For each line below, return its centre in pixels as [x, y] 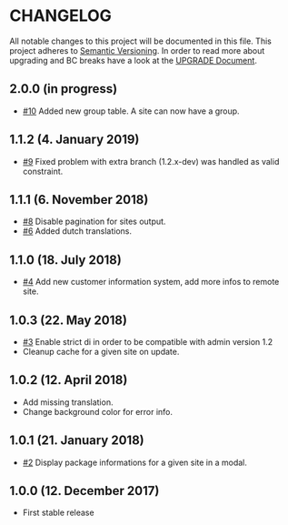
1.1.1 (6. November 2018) [79, 200]
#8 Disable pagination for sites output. [94, 222]
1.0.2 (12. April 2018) [69, 380]
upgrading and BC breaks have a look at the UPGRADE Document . [133, 60]
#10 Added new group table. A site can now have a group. [131, 111]
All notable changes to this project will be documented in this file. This [141, 41]
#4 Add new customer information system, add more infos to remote [151, 282]
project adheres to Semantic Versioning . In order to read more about [137, 50]
